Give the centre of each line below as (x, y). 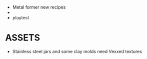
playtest (21, 18)
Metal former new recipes (39, 7)
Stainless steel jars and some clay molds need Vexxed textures (77, 51)
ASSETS (23, 38)
